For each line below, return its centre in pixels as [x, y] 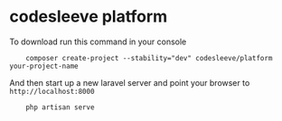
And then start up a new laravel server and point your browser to [130, 82]
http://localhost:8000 [52, 91]
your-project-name [44, 66]
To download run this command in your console [98, 42]
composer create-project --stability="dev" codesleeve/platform [149, 58]
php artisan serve [60, 107]
